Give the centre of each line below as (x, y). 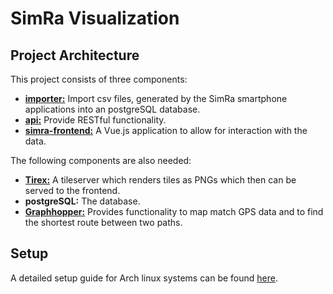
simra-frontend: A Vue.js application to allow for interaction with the (166, 130)
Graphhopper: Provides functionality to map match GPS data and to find (174, 211)
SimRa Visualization (95, 18)
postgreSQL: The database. (82, 201)
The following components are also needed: (101, 160)
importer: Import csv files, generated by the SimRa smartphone (156, 98)
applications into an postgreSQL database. (112, 109)
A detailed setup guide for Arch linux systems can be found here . (144, 278)
